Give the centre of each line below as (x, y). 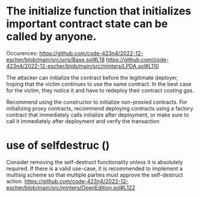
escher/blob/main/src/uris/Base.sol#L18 (56, 59)
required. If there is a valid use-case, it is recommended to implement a (95, 168)
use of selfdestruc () (58, 146)
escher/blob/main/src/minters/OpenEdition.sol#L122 (71, 187)
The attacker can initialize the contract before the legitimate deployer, (92, 77)
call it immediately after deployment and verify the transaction (83, 121)
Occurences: (22, 53)
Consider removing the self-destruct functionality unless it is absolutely (95, 162)
